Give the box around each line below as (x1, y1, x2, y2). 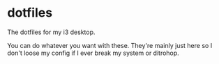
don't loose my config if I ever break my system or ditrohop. (7, 49, 179, 57)
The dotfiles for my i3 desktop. (7, 28, 96, 36)
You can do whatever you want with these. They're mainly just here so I (7, 41, 213, 49)
